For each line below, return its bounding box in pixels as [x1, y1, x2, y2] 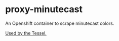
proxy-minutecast [5, 4, 83, 15]
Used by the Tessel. [5, 30, 47, 36]
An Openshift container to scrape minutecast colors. [5, 20, 114, 26]
